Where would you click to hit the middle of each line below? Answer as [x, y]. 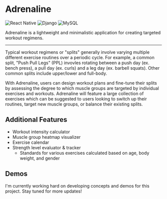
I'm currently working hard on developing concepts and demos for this [77, 186]
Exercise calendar [31, 142]
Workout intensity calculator [41, 132]
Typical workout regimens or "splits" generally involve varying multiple [78, 52]
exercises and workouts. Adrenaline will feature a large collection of [75, 94]
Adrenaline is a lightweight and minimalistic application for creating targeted [83, 32]
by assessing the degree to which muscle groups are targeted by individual [82, 88]
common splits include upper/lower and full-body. [56, 73]
